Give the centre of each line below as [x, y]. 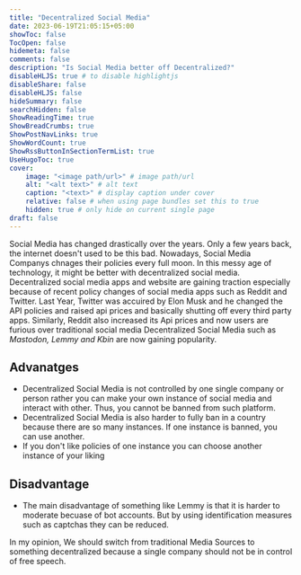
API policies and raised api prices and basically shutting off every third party [150, 310]
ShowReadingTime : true [52, 118]
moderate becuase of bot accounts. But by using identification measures [157, 515]
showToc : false [38, 34]
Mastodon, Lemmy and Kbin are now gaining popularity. [113, 339]
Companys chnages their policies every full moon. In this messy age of [141, 262]
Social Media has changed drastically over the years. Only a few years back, [150, 243]
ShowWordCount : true [48, 143]
